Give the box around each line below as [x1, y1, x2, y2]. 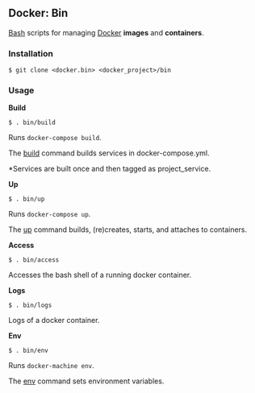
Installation [8, 48, 54, 59]
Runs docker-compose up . [8, 209, 91, 219]
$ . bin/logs [8, 301, 52, 309]
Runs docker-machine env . [8, 361, 94, 370]
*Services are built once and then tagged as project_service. [8, 164, 211, 174]
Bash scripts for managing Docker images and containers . [8, 27, 204, 37]
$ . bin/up [8, 195, 45, 204]
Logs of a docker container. [8, 316, 100, 325]
